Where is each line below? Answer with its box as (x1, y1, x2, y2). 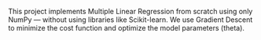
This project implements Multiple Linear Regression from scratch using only (8, 7, 253, 16)
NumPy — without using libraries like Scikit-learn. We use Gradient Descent (8, 15, 253, 24)
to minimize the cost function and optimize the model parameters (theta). (8, 24, 245, 32)
